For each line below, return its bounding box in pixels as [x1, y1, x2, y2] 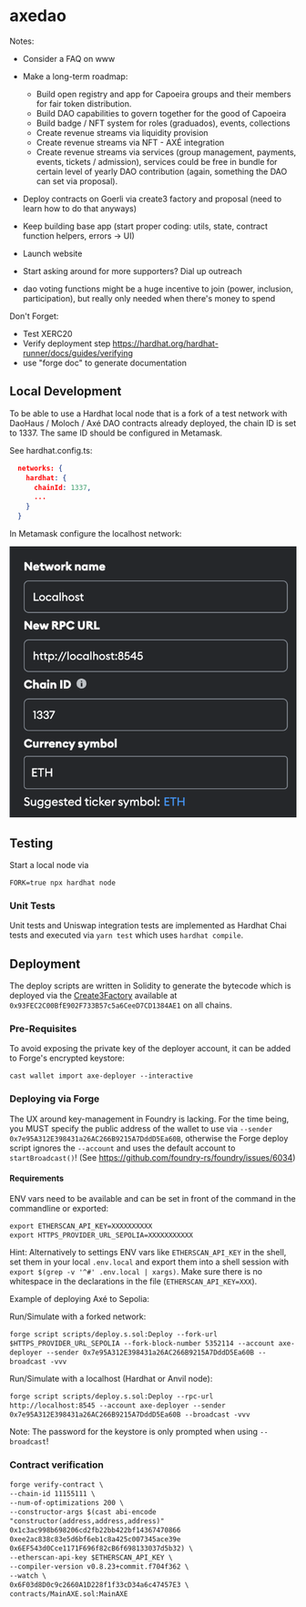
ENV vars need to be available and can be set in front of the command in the [9, 1192, 296, 1203]
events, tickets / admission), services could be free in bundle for [36, 156, 278, 167]
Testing [9, 835, 54, 851]
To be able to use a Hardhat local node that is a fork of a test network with [9, 407, 288, 419]
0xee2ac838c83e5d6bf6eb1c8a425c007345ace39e [9, 1535, 181, 1544]
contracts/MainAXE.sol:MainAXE [9, 1590, 128, 1599]
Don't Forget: [9, 311, 59, 322]
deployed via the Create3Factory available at [9, 990, 178, 1001]
